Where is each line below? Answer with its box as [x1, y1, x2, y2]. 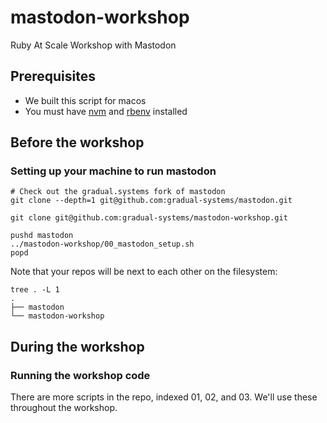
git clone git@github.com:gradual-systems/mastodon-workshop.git [10, 213, 288, 223]
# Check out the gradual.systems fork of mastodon [10, 187, 226, 197]
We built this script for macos [24, 94, 147, 106]
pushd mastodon [10, 231, 74, 241]
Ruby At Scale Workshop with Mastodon [10, 39, 177, 51]
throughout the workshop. [10, 402, 118, 414]
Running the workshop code [10, 368, 151, 382]
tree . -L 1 [10, 285, 60, 295]
